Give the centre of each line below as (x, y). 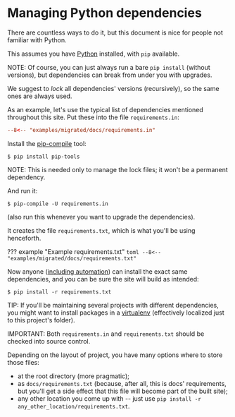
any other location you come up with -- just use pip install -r (109, 398)
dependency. (26, 177)
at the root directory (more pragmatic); (74, 376)
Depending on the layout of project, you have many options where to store (115, 355)
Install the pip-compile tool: (47, 143)
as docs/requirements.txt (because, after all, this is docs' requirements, (122, 383)
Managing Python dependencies (104, 13)
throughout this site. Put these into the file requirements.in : (93, 117)
